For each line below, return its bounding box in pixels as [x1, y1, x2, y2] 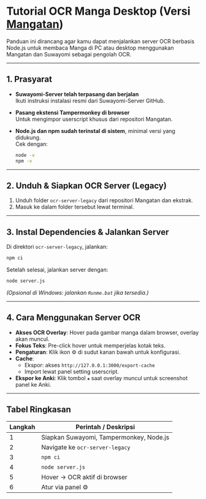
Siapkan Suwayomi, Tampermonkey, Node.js [40, 433, 170, 441]
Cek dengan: [15, 140, 48, 148]
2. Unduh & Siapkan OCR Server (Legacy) [6, 180, 167, 191]
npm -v [15, 158, 32, 164]
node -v [15, 152, 35, 158]
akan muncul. [15, 335, 50, 343]
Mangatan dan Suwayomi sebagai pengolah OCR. [6, 50, 132, 58]
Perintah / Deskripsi [75, 422, 135, 431]
